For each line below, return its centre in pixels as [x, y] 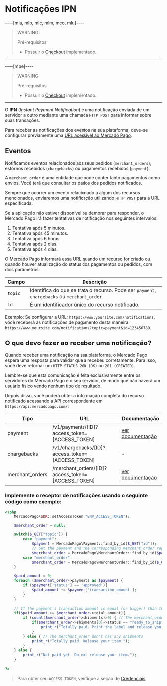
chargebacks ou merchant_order [66, 296]
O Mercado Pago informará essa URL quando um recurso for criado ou [78, 259]
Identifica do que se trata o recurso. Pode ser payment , [93, 290]
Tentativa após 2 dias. [35, 244]
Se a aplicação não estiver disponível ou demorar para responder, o [75, 213]
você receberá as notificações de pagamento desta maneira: [68, 322]
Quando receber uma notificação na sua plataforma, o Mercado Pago [76, 355]
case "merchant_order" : [47, 558]
